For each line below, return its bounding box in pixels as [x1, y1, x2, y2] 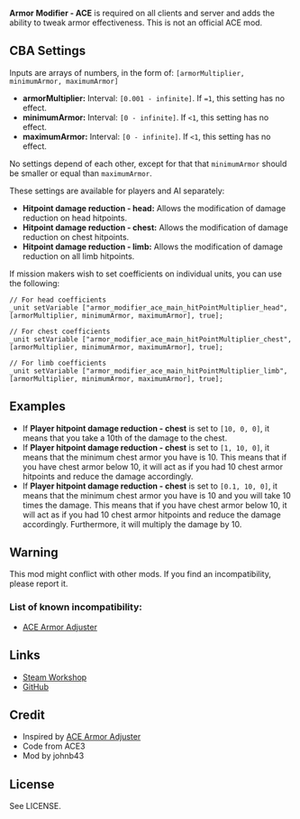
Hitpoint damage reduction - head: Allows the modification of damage [22, 202, 286, 213]
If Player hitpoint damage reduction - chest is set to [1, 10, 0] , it [22, 442, 270, 452]
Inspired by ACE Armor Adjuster [22, 731, 141, 742]
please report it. [9, 578, 68, 590]
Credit [9, 707, 45, 722]
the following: [9, 277, 60, 288]
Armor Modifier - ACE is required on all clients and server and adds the [9, 8, 275, 18]
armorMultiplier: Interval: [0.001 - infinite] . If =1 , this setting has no [22, 92, 286, 103]
